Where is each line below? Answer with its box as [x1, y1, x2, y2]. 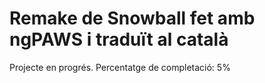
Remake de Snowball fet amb [9, 7, 256, 30]
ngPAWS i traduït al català [9, 28, 229, 51]
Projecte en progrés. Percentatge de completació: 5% [9, 61, 231, 73]
